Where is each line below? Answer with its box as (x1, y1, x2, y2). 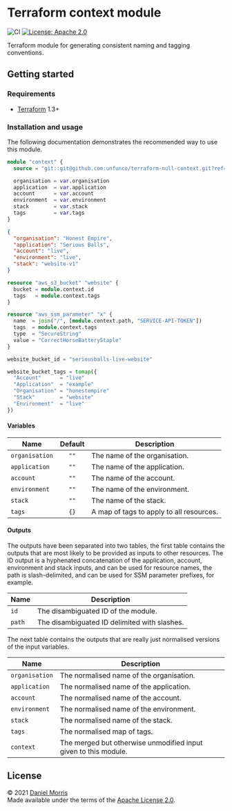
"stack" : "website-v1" (13, 260, 79, 267)
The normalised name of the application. (59, 682, 191, 691)
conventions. (7, 48, 44, 57)
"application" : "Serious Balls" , (13, 241, 110, 248)
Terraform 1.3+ (17, 105, 60, 113)
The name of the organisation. (91, 450, 189, 460)
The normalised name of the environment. (59, 705, 196, 714)
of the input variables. (7, 642, 70, 651)
